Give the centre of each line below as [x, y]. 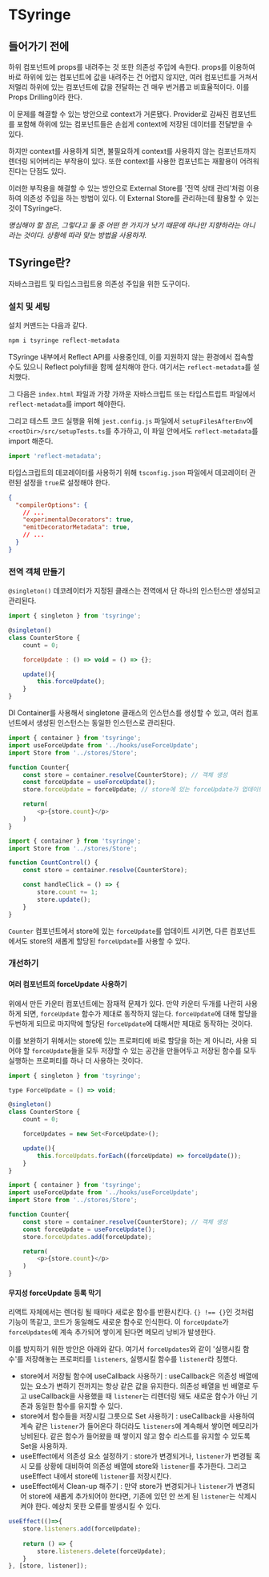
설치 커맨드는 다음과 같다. [48, 325]
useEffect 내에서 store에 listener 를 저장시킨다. [96, 1476]
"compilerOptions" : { [52, 505]
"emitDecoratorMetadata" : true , [76, 527]
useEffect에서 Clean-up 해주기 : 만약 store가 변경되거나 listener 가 [127, 1486]
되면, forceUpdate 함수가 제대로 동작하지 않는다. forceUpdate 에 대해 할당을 [140, 1013]
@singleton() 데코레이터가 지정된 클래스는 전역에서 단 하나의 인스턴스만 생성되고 [134, 591]
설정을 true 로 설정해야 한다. [66, 482]
